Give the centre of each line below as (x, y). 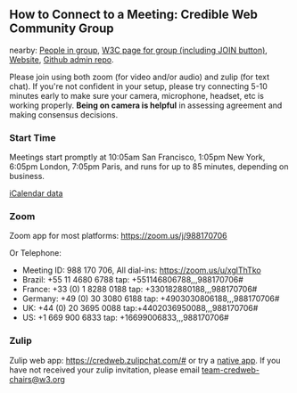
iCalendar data (36, 193)
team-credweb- (231, 370)
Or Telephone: (36, 253)
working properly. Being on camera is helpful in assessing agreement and (146, 105)
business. (27, 176)
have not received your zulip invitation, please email (105, 370)
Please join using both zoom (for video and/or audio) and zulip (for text (140, 77)
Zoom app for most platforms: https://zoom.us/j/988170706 (118, 236)
